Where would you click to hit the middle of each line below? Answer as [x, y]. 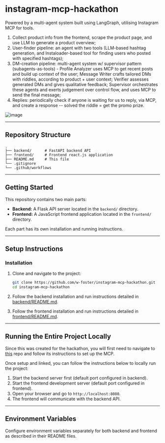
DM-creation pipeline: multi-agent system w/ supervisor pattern [77, 63]
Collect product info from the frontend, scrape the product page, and [82, 37]
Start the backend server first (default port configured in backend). [80, 378]
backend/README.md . [35, 302]
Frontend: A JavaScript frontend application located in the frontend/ [82, 214]
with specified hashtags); [38, 58]
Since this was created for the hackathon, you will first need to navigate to [80, 348]
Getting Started [29, 188]
